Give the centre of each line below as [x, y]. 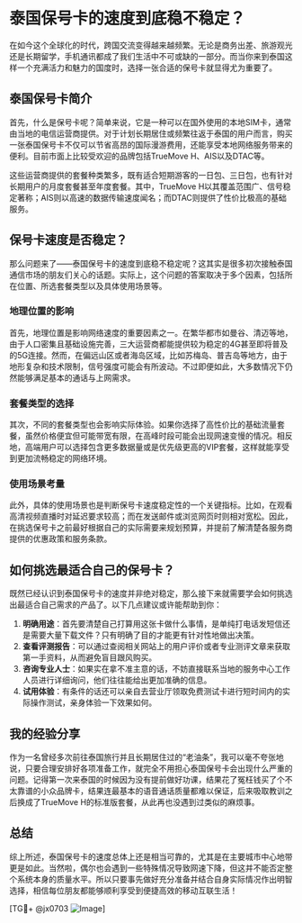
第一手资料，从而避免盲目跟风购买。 [89, 657]
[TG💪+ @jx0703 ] [58, 908]
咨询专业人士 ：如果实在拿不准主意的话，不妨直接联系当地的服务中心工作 [156, 669]
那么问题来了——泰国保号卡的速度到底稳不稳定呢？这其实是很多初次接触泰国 [151, 263]
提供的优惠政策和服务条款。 [61, 539]
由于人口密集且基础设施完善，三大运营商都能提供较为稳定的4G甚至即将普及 [149, 344]
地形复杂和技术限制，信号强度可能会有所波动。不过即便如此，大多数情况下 [147, 366]
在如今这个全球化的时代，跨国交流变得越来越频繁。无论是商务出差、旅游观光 [151, 45]
